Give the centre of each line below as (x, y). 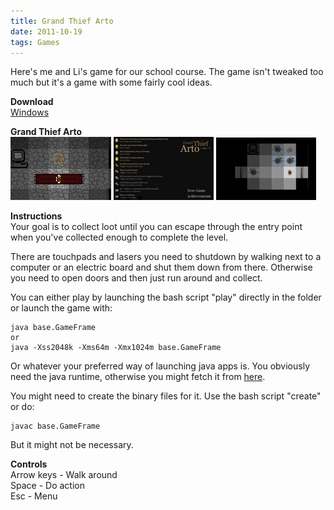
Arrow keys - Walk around (64, 475)
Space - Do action (47, 486)
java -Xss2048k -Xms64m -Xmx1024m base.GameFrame (116, 348)
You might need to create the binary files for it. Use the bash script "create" (166, 396)
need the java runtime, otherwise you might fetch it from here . (138, 377)
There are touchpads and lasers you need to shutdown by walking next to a (166, 257)
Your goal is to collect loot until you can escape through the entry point (156, 227)
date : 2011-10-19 (46, 31)
